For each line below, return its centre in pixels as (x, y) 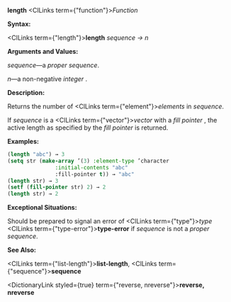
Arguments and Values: (43, 51)
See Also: (22, 250)
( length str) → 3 (33, 181)
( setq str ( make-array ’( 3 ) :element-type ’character (89, 161)
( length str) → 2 (33, 194)
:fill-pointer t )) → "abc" (95, 174)
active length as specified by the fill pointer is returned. (88, 128)
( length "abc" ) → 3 (36, 155)
